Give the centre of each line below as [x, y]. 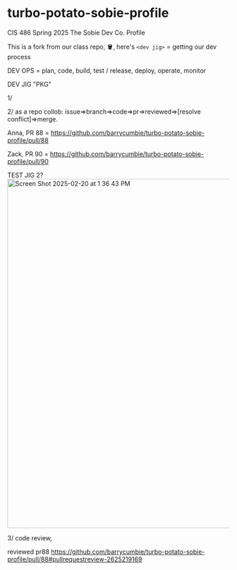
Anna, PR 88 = [28, 133]
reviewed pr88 [29, 552]
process [19, 57]
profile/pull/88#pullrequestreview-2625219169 [75, 559]
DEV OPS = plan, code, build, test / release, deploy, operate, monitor [107, 70]
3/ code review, [30, 538]
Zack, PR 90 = [28, 154]
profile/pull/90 [28, 161]
